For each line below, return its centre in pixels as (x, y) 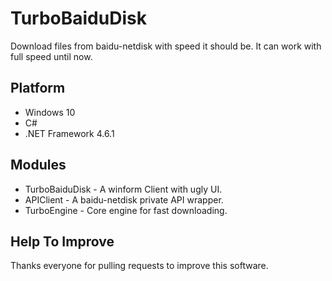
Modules (38, 165)
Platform (38, 88)
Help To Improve (62, 241)
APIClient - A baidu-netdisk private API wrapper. (124, 199)
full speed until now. (51, 56)
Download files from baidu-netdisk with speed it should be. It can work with (166, 46)
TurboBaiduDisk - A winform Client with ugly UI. (123, 189)
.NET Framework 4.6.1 (69, 133)
